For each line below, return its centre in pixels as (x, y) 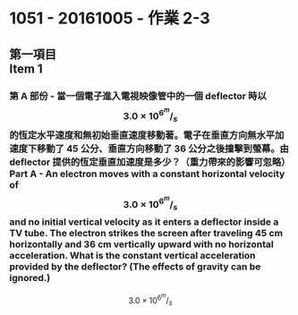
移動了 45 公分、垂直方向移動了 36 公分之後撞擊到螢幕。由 (163, 149)
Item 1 (26, 68)
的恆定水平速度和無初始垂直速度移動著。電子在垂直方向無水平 (142, 135)
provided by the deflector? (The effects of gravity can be (135, 267)
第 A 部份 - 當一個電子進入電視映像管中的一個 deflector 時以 (138, 96)
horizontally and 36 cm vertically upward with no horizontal (142, 244)
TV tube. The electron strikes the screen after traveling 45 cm (146, 234)
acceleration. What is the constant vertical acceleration (133, 256)
